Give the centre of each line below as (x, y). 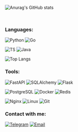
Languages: (19, 29)
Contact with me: (26, 113)
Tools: (13, 72)
